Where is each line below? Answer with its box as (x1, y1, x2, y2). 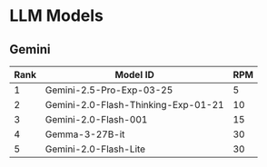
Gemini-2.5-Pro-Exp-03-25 (44, 83, 173, 96)
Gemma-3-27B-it (44, 128, 125, 141)
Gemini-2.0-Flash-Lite (44, 142, 146, 155)
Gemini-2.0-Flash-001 (44, 113, 148, 125)
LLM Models (9, 5, 104, 26)
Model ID (114, 69, 154, 81)
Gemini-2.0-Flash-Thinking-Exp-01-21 (44, 99, 224, 111)
